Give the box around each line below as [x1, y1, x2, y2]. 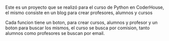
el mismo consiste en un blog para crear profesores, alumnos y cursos [5, 10, 153, 16]
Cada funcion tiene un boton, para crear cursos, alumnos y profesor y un [5, 20, 158, 25]
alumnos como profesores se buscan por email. [5, 30, 105, 36]
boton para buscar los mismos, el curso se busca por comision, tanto [5, 25, 150, 31]
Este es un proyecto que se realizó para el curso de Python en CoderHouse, [5, 5, 164, 10]
